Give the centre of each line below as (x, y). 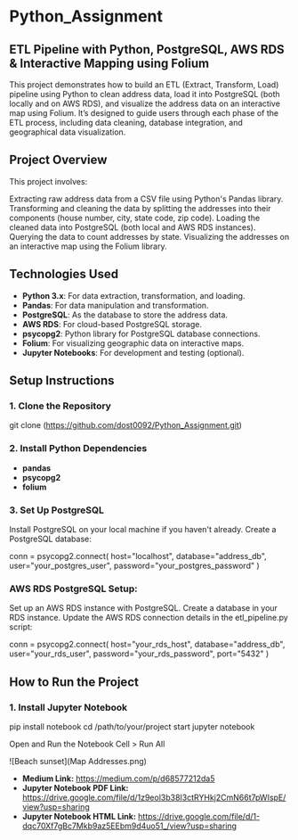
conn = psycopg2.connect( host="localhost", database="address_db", (138, 556)
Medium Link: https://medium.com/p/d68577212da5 (118, 778)
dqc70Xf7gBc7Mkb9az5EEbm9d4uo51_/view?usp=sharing (129, 826)
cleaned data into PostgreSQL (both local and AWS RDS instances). (133, 227)
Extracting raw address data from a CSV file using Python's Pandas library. (146, 199)
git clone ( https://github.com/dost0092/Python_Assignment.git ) (126, 425)
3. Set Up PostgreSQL (57, 510)
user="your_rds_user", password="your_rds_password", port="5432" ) (139, 654)
